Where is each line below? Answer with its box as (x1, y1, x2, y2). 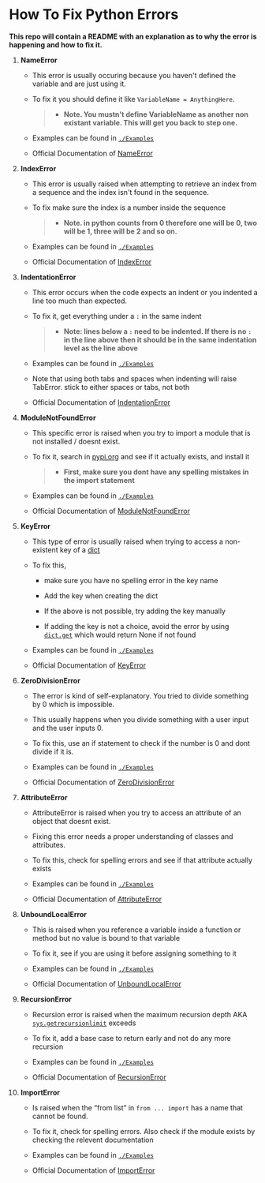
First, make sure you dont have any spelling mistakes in (63, 467, 249, 477)
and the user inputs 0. (32, 723, 104, 732)
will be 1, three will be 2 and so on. (63, 226, 178, 236)
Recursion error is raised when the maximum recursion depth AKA (32, 1009, 248, 1019)
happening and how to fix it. (9, 39, 103, 49)
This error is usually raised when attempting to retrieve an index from (32, 179, 257, 189)
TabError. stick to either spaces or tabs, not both (32, 382, 190, 391)
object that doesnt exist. (32, 816, 111, 825)
